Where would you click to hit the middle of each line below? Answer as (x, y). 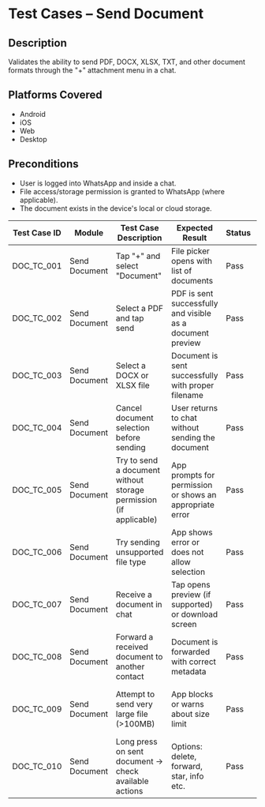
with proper (192, 385)
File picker (190, 251)
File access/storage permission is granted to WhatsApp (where (122, 191)
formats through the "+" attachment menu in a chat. (92, 70)
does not (187, 552)
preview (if (191, 595)
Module (89, 232)
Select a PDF (140, 308)
